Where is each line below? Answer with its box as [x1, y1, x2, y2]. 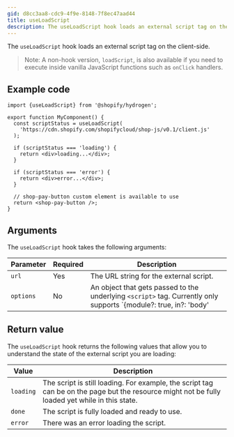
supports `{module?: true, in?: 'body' [90, 300, 209, 309]
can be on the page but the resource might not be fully [42, 386, 221, 396]
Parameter [10, 259, 47, 269]
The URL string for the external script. [90, 271, 214, 281]
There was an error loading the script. [42, 417, 166, 427]
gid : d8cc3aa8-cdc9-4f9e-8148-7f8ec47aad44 [7, 10, 136, 17]
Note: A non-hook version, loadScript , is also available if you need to [24, 56, 224, 64]
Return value [7, 323, 64, 335]
